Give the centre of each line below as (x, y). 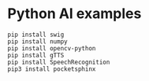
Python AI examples (74, 14)
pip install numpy (37, 41)
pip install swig (36, 35)
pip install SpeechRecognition (59, 62)
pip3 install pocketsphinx (52, 69)
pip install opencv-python (52, 48)
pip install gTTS (36, 55)
